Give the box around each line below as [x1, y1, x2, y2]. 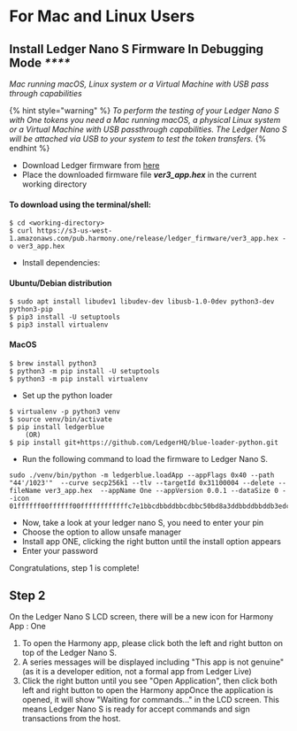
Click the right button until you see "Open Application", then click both [21, 675, 278, 687]
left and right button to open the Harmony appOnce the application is [21, 685, 274, 696]
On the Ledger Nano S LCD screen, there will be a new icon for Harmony [9, 612, 274, 622]
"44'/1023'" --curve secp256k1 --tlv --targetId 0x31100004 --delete [9, 478, 275, 488]
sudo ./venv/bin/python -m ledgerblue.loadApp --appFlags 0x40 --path [9, 471, 275, 480]
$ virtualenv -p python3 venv [9, 407, 121, 416]
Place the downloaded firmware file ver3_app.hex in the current [21, 170, 257, 180]
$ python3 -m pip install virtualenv [9, 374, 148, 383]
